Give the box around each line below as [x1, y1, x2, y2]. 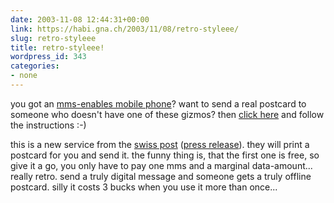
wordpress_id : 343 [10, 52, 87, 62]
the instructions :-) [10, 119, 87, 131]
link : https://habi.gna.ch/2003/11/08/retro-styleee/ [10, 24, 240, 34]
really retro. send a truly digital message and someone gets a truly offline [10, 170, 312, 182]
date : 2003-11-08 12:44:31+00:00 [10, 14, 150, 25]
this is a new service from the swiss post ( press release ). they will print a [10, 138, 310, 150]
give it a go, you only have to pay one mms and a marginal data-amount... [10, 159, 313, 171]
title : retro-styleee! [10, 42, 105, 53]
